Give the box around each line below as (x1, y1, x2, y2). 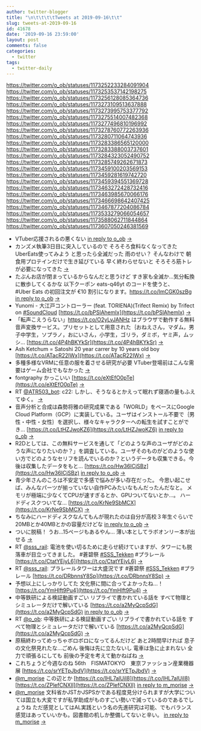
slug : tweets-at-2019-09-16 (6, 20, 77, 26)
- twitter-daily (11, 65, 52, 71)
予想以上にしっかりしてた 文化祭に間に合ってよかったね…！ (14, 580, 164, 587)
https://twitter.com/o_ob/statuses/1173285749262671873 (6, 158, 148, 166)
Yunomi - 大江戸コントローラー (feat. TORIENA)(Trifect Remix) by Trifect (14, 302, 194, 309)
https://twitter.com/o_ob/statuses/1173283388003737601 (6, 146, 149, 153)
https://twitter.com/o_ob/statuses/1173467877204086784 (6, 204, 149, 211)
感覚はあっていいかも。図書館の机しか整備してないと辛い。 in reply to (14, 711, 189, 719)
